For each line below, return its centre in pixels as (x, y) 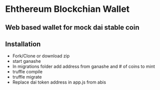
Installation (23, 44)
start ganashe (27, 61)
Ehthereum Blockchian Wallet (67, 9)
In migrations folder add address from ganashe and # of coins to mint (84, 67)
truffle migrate (27, 77)
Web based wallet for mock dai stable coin (72, 27)
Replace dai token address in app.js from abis (59, 82)
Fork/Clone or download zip (41, 56)
